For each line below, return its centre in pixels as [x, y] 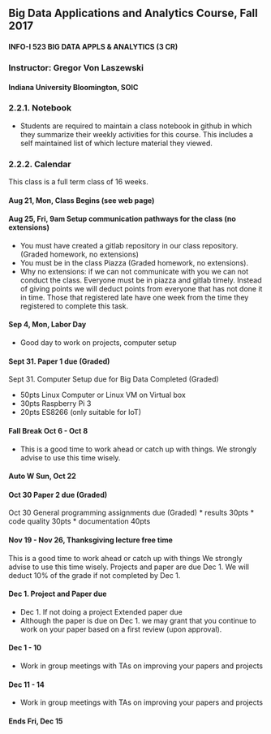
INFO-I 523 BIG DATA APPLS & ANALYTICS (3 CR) [93, 46]
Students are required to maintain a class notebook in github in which [136, 126]
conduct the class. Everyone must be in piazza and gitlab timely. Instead [141, 280]
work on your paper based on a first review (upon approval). [121, 629]
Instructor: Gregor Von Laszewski [76, 67]
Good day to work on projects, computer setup [98, 343]
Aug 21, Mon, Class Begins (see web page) [82, 200]
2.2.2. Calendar [40, 164]
